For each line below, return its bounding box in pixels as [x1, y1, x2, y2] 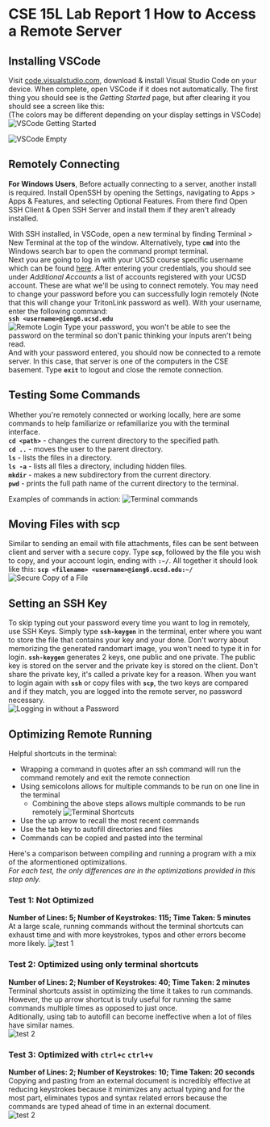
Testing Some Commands [8, 389, 141, 402]
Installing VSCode [8, 54, 101, 68]
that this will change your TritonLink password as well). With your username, [8, 297, 262, 307]
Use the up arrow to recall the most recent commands [19, 816, 200, 826]
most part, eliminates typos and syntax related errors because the [8, 1092, 227, 1103]
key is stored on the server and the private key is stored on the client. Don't [8, 661, 259, 671]
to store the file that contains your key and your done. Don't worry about [8, 635, 249, 645]
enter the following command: [8, 306, 108, 316]
